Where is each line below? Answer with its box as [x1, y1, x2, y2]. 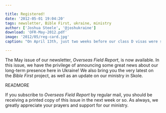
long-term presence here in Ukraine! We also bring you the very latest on [5, 67, 154, 73]
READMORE [5, 82, 30, 88]
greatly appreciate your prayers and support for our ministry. [5, 102, 129, 108]
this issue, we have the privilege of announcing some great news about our [5, 62, 158, 68]
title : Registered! [5, 11, 45, 16]
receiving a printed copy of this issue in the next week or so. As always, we [5, 97, 159, 103]
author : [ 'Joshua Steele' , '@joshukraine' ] [5, 25, 96, 30]
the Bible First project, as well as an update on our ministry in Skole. [5, 73, 143, 78]
